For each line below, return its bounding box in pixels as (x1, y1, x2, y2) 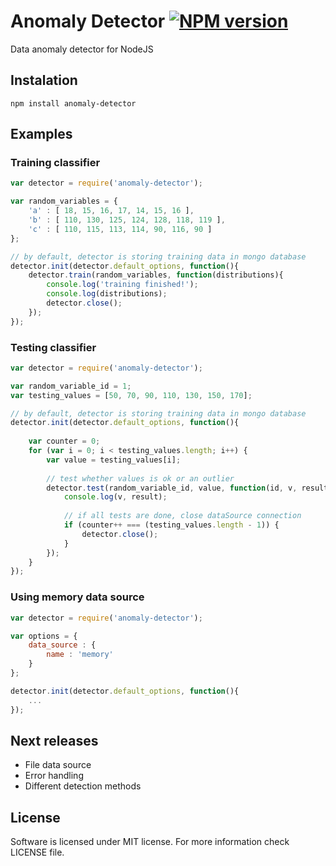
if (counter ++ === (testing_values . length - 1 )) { (63, 520, 280, 530)
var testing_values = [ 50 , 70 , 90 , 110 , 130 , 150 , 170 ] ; (10, 390, 253, 400)
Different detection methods (24, 780, 142, 792)
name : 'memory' (46, 650, 114, 660)
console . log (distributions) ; (46, 289, 168, 299)
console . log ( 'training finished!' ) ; (46, 280, 199, 290)
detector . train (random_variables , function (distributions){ (28, 270, 284, 280)
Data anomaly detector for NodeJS (10, 43, 154, 55)
